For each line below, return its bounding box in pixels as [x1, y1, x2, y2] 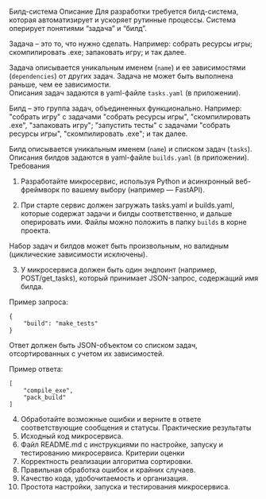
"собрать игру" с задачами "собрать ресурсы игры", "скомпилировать [9, 112, 251, 122]
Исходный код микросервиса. [20, 431, 124, 440]
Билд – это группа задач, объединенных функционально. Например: [9, 103, 242, 113]
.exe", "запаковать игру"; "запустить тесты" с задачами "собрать [9, 121, 231, 130]
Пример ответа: [9, 365, 64, 373]
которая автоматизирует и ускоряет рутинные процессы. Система [9, 15, 237, 25]
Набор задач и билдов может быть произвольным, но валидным [9, 242, 229, 250]
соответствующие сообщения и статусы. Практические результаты [20, 423, 252, 432]
